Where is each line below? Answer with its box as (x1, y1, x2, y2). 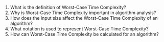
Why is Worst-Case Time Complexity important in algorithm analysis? (10, 10, 156, 16)
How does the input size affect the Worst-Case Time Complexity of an (10, 15, 158, 21)
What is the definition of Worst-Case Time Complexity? (10, 5, 126, 10)
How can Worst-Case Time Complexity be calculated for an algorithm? (10, 31, 159, 37)
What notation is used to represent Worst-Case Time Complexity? (10, 26, 149, 32)
